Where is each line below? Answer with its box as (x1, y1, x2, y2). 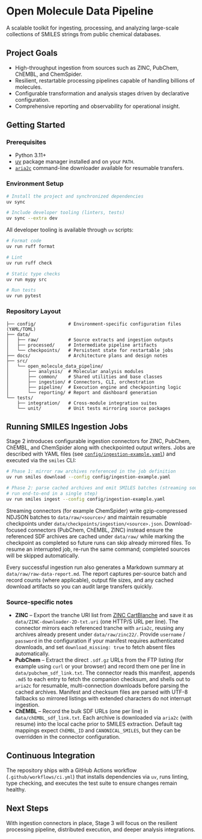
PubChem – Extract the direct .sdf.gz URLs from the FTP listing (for (14, 656, 184, 664)
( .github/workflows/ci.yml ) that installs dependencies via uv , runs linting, (6, 773, 189, 780)
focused (6, 526, 27, 533)
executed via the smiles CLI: (6, 457, 76, 464)
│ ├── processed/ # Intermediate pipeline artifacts (6, 342, 158, 348)
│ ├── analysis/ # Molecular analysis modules (6, 368, 144, 374)
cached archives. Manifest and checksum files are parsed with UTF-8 (14, 688, 188, 696)
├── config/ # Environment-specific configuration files (6, 321, 182, 327)
